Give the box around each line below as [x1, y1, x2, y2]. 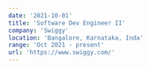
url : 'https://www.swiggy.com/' [8, 48, 115, 56]
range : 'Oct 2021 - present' [8, 41, 105, 49]
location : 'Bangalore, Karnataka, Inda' [8, 33, 144, 42]
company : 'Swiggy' [8, 26, 69, 34]
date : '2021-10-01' [8, 11, 73, 20]
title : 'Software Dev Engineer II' [8, 19, 126, 27]
